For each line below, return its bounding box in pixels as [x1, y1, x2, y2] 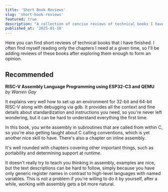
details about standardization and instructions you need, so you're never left [5, 109, 162, 115]
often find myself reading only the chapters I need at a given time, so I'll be [5, 45, 159, 51]
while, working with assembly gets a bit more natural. [5, 181, 115, 187]
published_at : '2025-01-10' [5, 26, 64, 31]
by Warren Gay [5, 89, 36, 95]
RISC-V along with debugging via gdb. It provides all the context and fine [5, 104, 155, 110]
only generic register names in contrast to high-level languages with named [5, 170, 161, 176]
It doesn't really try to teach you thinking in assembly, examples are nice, [5, 159, 155, 165]
